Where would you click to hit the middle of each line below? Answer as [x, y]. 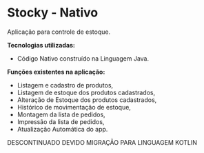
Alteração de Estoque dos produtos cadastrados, [87, 100]
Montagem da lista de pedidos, [61, 114]
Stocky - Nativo [53, 13]
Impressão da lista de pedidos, [61, 121]
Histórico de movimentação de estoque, [74, 107]
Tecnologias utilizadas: [41, 45]
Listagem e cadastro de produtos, [65, 85]
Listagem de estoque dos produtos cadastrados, [86, 92]
